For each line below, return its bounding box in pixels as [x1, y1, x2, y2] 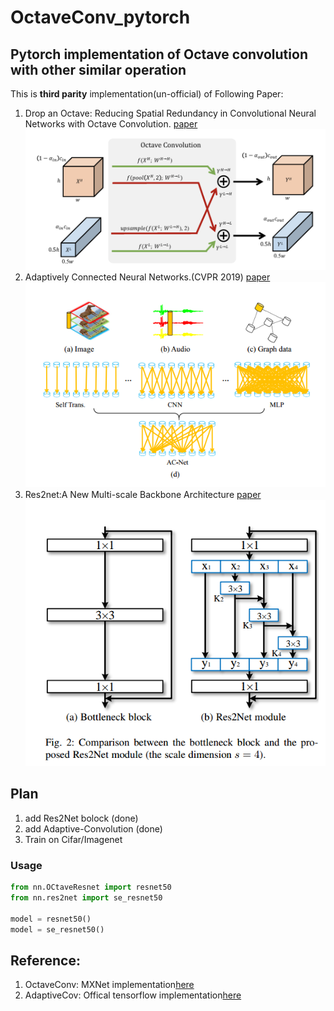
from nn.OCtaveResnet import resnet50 [10, 882, 172, 893]
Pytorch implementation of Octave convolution [10, 46, 308, 63]
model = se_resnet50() [10, 924, 105, 935]
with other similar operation [10, 61, 187, 78]
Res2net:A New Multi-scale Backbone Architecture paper [24, 488, 262, 500]
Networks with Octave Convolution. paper [24, 118, 198, 130]
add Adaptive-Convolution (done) [24, 822, 163, 835]
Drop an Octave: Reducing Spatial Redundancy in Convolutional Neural [24, 107, 317, 119]
